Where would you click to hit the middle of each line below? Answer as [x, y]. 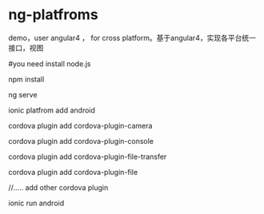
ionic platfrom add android [52, 110]
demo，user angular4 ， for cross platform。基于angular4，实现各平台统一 [132, 38]
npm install [26, 79]
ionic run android [36, 203]
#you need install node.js [50, 63]
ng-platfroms [53, 15]
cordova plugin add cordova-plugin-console [81, 141]
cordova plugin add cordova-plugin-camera [80, 125]
